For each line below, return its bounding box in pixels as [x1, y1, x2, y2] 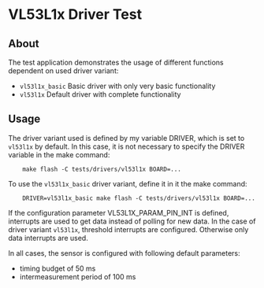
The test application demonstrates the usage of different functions [8, 57, 224, 67]
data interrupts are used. [8, 233, 88, 242]
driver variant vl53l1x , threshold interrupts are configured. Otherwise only [8, 224, 249, 234]
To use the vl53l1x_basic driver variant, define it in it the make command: [8, 179, 247, 188]
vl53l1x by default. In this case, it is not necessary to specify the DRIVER [8, 142, 245, 151]
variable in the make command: [8, 150, 110, 159]
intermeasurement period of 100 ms [19, 271, 136, 281]
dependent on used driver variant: [8, 66, 119, 76]
